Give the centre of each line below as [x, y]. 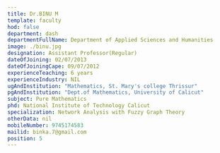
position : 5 [25, 138]
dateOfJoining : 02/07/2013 [47, 60]
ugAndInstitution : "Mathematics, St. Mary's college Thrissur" [103, 86]
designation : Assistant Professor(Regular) [73, 54]
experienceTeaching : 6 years [50, 73]
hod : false [23, 27]
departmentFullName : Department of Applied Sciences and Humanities [110, 40]
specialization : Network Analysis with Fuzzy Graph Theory [96, 112]
